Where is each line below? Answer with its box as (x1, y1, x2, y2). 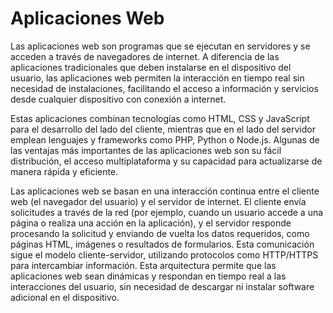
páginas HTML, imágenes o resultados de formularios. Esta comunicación (10, 238, 315, 250)
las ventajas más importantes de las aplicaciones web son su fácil (10, 144, 282, 156)
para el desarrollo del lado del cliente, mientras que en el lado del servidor (10, 123, 316, 135)
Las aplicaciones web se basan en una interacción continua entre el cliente (10, 185, 320, 197)
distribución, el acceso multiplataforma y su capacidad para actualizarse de (10, 155, 323, 167)
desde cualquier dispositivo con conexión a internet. (10, 93, 227, 105)
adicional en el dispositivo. (10, 291, 120, 303)
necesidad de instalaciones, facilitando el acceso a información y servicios (10, 82, 319, 94)
